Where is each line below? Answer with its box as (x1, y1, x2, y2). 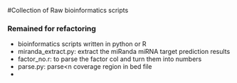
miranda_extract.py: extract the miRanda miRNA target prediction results (17, 48, 231, 56)
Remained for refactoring (7, 23, 96, 33)
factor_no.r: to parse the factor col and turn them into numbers (17, 55, 202, 63)
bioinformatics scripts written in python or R (17, 40, 147, 48)
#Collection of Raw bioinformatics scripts (7, 6, 129, 14)
